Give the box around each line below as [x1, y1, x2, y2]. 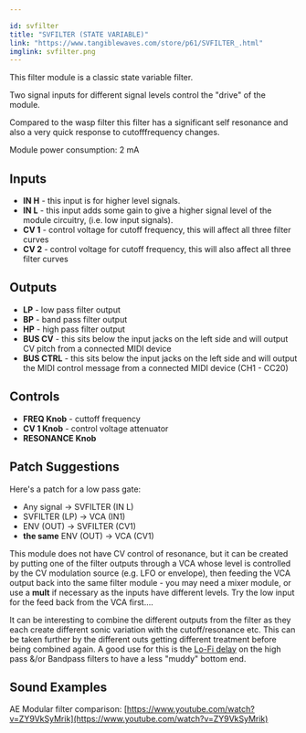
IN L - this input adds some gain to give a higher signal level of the [22, 205, 272, 216]
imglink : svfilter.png [9, 47, 96, 56]
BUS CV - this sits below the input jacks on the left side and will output [22, 333, 289, 344]
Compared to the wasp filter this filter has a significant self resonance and [9, 117, 289, 128]
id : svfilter [9, 21, 59, 30]
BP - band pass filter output [22, 313, 128, 324]
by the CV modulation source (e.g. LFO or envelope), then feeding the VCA [9, 568, 290, 579]
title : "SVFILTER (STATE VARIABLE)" [9, 29, 149, 39]
